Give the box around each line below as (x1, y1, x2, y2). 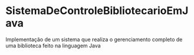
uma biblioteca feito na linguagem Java (5, 42, 101, 49)
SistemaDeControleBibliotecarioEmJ (5, 4, 189, 18)
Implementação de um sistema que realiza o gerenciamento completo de (5, 36, 183, 43)
